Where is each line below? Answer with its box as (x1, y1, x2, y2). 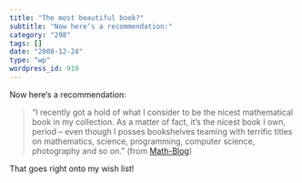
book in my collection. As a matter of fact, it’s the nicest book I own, (31, 116, 287, 127)
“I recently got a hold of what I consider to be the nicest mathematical (31, 107, 294, 117)
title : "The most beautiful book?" (9, 13, 145, 23)
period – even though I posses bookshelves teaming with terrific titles (31, 126, 293, 137)
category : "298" (9, 30, 71, 39)
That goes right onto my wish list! (9, 163, 135, 174)
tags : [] (9, 38, 43, 48)
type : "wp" (9, 56, 51, 65)
